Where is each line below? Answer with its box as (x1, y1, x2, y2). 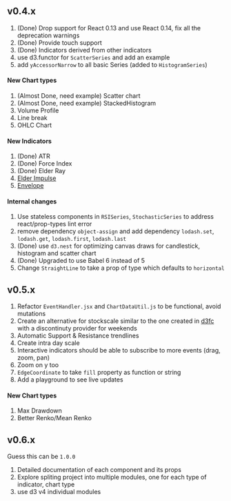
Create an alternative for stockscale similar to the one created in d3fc (17, 317, 214, 325)
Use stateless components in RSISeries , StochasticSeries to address (17, 213, 214, 221)
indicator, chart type (17, 480, 75, 489)
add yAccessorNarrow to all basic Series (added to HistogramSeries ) (17, 60, 208, 68)
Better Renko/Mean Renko (17, 414, 92, 422)
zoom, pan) (17, 353, 50, 362)
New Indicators (7, 137, 52, 145)
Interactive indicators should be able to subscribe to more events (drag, (17, 346, 221, 355)
